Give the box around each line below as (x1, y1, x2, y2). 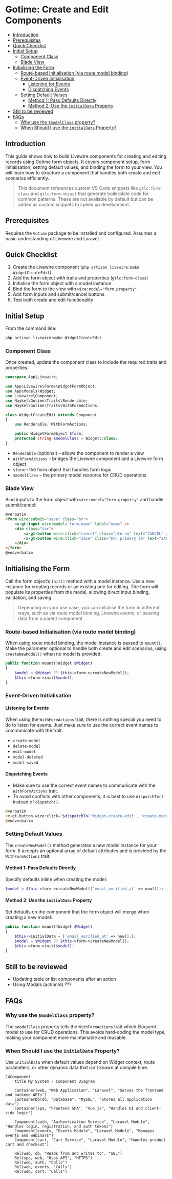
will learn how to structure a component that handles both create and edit (5, 169, 160, 175)
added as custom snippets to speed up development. (17, 201, 131, 207)
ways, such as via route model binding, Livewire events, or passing (17, 610, 159, 616)
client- (145, 1106, 161, 1111)
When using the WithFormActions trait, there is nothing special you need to (5, 716, 162, 723)
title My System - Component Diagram (14, 1079, 95, 1084)
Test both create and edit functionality (12, 297, 94, 303)
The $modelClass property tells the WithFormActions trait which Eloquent (5, 1023, 157, 1030)
